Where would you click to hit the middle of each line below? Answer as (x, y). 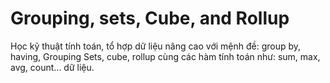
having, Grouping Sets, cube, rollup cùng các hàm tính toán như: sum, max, (165, 56)
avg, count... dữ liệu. (52, 67)
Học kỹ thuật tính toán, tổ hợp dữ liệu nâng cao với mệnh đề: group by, (156, 46)
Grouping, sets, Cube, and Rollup (150, 18)
